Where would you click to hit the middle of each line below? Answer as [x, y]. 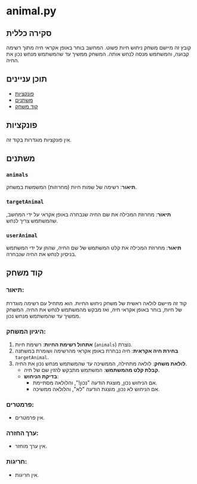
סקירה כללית [29, 33]
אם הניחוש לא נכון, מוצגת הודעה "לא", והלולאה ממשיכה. [96, 389]
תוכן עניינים [27, 79]
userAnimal [22, 235]
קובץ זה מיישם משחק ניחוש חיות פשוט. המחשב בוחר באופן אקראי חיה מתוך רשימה [99, 47]
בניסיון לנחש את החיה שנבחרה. [41, 254]
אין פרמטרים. [30, 417]
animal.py [31, 11]
